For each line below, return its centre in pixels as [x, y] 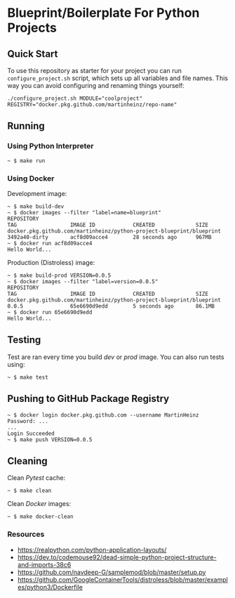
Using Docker [31, 178]
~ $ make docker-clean [40, 517]
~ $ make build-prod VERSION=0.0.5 [59, 275]
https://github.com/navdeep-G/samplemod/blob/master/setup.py [112, 572]
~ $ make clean [29, 491]
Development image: [37, 193]
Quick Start [33, 54]
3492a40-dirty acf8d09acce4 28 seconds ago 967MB [109, 237]
